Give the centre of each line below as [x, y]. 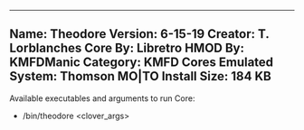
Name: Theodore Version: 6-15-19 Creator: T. [139, 34]
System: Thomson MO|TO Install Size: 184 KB [140, 76]
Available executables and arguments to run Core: [102, 98]
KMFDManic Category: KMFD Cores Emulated [142, 63]
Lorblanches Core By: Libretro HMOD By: [127, 48]
